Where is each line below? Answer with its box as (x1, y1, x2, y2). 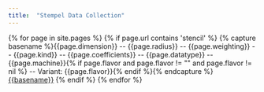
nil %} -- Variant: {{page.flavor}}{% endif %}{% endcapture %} (8, 66, 214, 75)
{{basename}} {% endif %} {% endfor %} (8, 75, 143, 84)
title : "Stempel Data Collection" (8, 11, 125, 20)
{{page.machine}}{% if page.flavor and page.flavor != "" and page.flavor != (8, 58, 252, 68)
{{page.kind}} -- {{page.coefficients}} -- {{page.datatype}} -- (13, 50, 214, 59)
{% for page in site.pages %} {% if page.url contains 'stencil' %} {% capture (8, 33, 256, 42)
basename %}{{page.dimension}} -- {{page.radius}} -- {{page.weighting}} (8, 41, 251, 51)
